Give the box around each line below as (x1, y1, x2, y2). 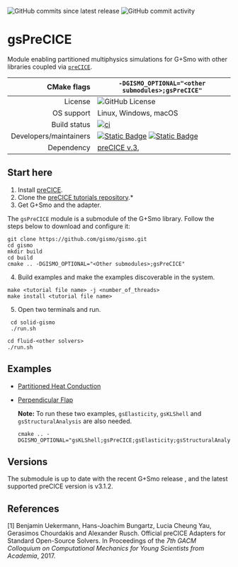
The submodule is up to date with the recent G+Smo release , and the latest (7, 475, 228, 483)
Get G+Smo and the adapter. (17, 201, 101, 209)
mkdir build (7, 248, 42, 255)
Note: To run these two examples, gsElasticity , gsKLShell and (17, 409, 202, 417)
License (64, 96, 91, 106)
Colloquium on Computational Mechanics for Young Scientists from (7, 544, 205, 553)
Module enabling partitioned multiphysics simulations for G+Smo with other (7, 55, 228, 63)
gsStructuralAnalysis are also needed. (17, 417, 132, 425)
